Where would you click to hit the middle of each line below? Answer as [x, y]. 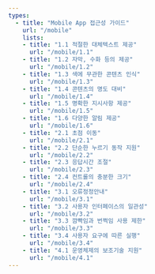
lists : [33, 38]
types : [19, 15]
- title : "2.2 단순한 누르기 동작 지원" [81, 148]
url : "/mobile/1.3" [61, 81]
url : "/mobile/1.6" [61, 126]
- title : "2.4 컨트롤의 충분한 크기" [77, 177]
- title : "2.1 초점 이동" [62, 133]
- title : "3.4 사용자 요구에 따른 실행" [81, 236]
